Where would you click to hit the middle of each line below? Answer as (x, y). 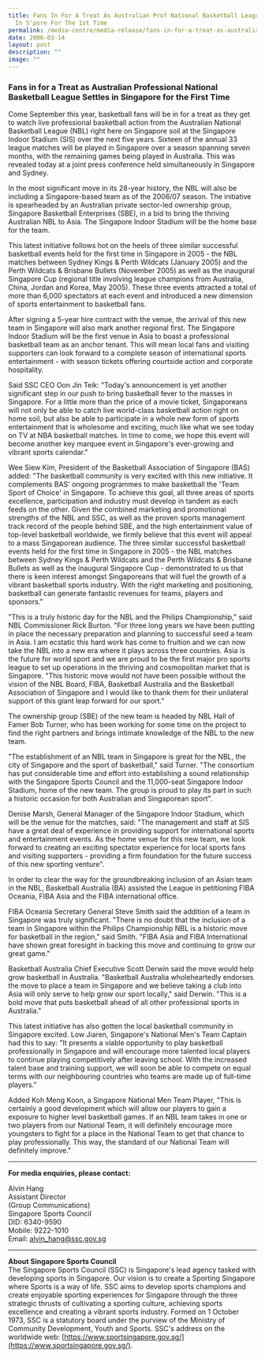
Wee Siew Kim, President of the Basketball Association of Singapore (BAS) (129, 467)
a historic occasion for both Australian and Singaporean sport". (110, 799)
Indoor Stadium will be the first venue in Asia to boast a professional (119, 336)
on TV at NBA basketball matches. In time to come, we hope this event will (129, 436)
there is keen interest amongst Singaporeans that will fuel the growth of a (127, 576)
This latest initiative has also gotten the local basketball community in (121, 1026)
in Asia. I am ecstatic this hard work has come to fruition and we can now (127, 642)
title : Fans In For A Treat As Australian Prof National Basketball (123, 15)
